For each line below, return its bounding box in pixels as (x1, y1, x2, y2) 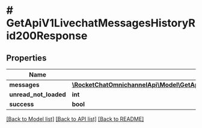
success (9, 100, 34, 108)
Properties (6, 53, 47, 63)
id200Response (6, 29, 88, 42)
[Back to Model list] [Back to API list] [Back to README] (6, 115, 144, 123)
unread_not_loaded (9, 90, 66, 99)
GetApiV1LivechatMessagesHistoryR (6, 16, 195, 30)
